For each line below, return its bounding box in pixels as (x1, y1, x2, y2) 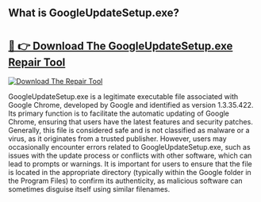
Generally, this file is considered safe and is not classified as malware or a (8, 126, 250, 135)
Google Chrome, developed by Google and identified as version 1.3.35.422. (8, 101, 254, 109)
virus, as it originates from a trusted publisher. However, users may (8, 134, 228, 143)
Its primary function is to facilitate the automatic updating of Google (8, 109, 230, 118)
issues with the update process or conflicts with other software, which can (8, 151, 252, 160)
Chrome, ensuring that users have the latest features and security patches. (8, 117, 254, 126)
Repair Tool (8, 55, 66, 69)
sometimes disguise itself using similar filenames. (8, 185, 171, 193)
